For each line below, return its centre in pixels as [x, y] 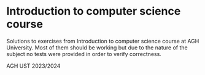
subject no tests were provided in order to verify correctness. [84, 54]
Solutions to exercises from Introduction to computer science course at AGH [103, 41]
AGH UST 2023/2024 [33, 66]
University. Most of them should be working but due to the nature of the [97, 48]
